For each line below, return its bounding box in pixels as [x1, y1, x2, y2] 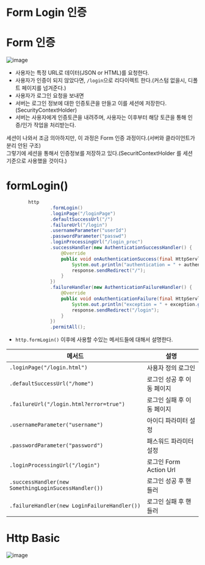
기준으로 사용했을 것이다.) [6, 157, 67, 165]
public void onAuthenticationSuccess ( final [60, 256, 173, 262]
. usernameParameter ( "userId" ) [49, 227, 127, 234]
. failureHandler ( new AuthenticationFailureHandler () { [49, 285, 192, 291]
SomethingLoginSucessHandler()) [9, 485, 104, 492]
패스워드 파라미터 [146, 437, 194, 446]
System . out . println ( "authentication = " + [71, 261, 182, 268]
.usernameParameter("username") [9, 421, 104, 428]
